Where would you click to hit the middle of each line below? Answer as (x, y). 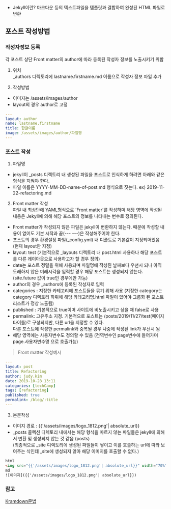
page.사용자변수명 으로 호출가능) (45, 342)
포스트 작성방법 (28, 31)
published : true (22, 395)
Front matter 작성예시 (39, 352)
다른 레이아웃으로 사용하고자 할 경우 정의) (59, 259)
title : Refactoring (26, 371)
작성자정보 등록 (23, 47)
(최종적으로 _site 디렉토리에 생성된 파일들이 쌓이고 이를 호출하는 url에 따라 (86, 445)
